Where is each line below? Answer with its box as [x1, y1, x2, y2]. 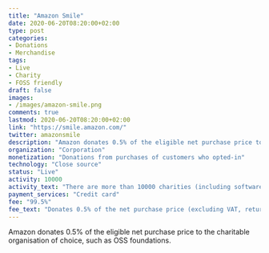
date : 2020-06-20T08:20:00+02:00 [8, 19, 120, 27]
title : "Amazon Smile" [8, 11, 84, 20]
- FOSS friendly [8, 78, 62, 86]
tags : [8, 57, 26, 65]
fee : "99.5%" [8, 198, 52, 206]
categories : [8, 34, 48, 42]
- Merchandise [8, 49, 56, 57]
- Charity [8, 71, 42, 79]
